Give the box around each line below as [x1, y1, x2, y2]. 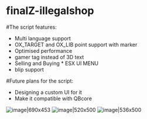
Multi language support [14, 35, 71, 42]
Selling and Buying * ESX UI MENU [14, 60, 98, 67]
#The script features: [6, 23, 57, 30]
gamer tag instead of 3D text [14, 53, 84, 60]
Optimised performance [14, 47, 73, 54]
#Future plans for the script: [6, 77, 74, 84]
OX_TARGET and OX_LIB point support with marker [14, 41, 138, 48]
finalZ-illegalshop [6, 4, 94, 18]
